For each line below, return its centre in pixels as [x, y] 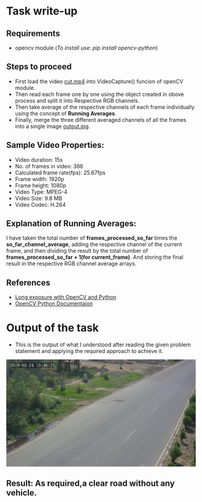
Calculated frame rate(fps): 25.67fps [60, 173]
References [28, 283]
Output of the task [53, 328]
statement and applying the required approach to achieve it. [89, 351]
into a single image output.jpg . [52, 126]
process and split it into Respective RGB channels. [77, 100]
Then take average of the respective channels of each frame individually [105, 107]
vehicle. [22, 493]
